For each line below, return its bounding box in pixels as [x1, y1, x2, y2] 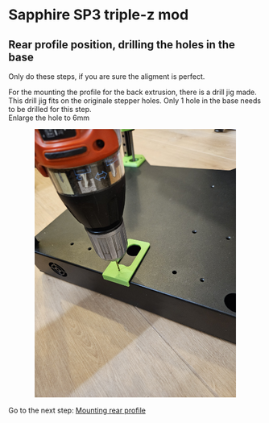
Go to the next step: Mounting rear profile [8, 405, 147, 416]
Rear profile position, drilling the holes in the [8, 38, 235, 52]
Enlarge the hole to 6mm [8, 113, 90, 122]
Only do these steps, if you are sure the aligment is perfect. [8, 72, 205, 81]
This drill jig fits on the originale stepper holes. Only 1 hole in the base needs [8, 96, 262, 106]
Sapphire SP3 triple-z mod [8, 6, 189, 24]
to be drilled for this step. [8, 105, 92, 114]
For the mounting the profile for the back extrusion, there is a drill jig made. [8, 87, 258, 97]
